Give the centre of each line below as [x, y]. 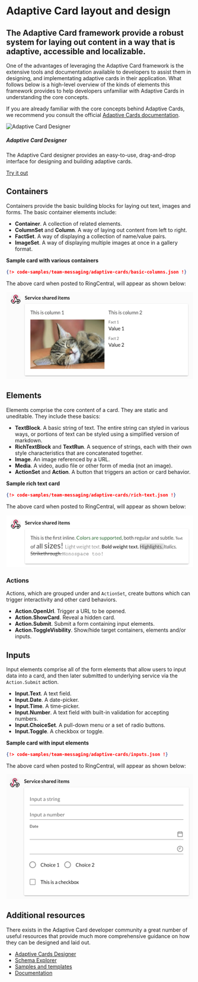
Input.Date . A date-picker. [47, 700]
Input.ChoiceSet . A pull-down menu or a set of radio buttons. [90, 725]
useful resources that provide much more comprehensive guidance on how [98, 936]
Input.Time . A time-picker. [47, 706]
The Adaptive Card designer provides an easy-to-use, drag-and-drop [91, 155]
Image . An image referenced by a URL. [62, 459]
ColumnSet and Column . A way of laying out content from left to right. [101, 230]
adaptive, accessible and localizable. [76, 51]
